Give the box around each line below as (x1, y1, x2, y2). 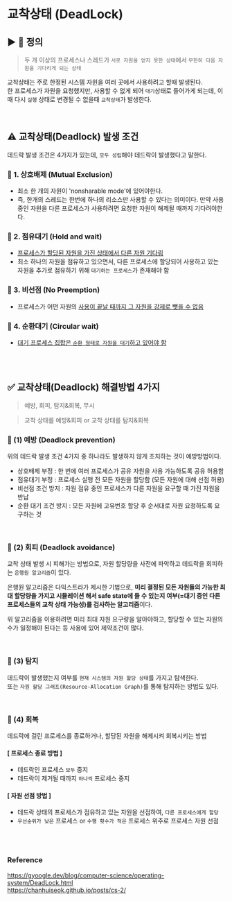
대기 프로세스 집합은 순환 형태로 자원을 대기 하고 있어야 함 (17, 338, 167, 347)
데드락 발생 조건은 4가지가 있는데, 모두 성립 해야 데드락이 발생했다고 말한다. (7, 151, 207, 159)
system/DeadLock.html (7, 878, 73, 886)
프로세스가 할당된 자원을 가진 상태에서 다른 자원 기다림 (17, 249, 164, 257)
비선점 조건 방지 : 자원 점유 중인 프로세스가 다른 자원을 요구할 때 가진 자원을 (17, 484, 220, 492)
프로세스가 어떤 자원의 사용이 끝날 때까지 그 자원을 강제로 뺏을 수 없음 (17, 302, 204, 311)
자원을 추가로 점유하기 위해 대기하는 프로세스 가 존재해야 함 (17, 266, 170, 275)
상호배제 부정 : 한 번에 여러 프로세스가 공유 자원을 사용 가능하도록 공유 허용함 (17, 467, 224, 475)
